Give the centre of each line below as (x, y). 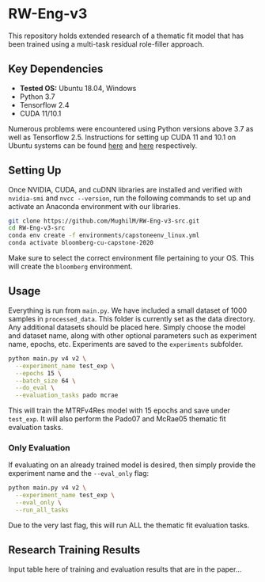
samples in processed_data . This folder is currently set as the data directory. (132, 318)
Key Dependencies (56, 69)
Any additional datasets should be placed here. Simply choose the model (127, 327)
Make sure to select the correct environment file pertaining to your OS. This (131, 258)
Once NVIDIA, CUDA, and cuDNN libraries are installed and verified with (125, 189)
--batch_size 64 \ (46, 381)
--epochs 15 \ (38, 373)
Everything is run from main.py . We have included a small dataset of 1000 (128, 310)
